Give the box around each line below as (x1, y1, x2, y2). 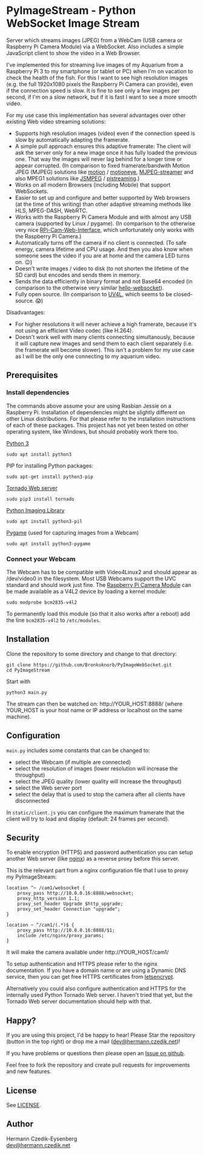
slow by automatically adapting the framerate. (15, 136, 130, 143)
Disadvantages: (6, 308, 45, 316)
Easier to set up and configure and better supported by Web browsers (15, 194, 190, 201)
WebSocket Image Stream (6, 16, 140, 30)
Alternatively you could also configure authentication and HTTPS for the (6, 985, 186, 992)
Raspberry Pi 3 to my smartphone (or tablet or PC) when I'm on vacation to (6, 67, 193, 74)
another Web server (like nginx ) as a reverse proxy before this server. (6, 855, 180, 862)
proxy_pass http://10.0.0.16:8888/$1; (17, 927, 115, 933)
